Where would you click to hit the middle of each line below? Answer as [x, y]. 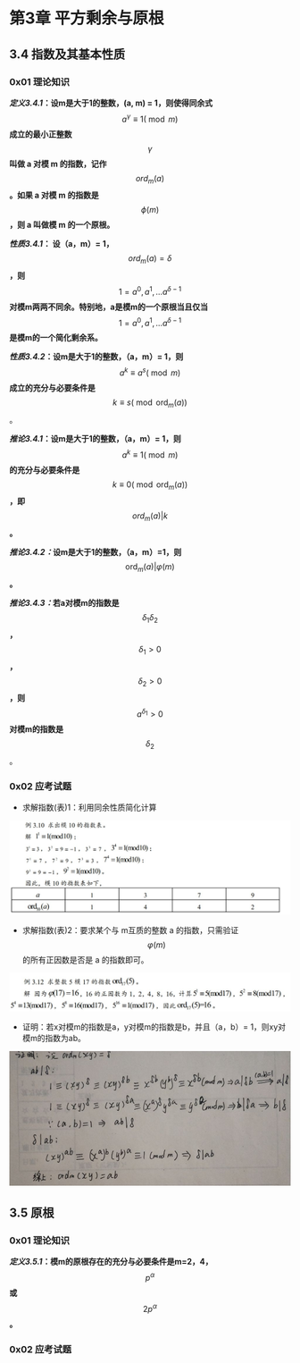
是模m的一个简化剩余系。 [56, 338]
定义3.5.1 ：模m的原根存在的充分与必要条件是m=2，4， [111, 1262]
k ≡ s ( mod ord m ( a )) [150, 403]
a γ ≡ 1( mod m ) [150, 118]
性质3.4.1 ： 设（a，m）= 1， [62, 244]
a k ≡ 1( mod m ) [150, 454]
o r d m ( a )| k [150, 517]
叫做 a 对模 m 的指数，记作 [58, 164]
